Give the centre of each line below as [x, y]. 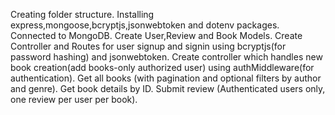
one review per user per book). [74, 99]
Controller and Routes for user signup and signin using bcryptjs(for [148, 46]
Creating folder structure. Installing [82, 14]
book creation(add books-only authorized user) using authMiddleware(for [162, 67]
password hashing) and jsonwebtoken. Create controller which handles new [166, 57]
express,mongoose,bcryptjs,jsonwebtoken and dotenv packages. [145, 25]
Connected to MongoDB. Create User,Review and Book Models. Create [156, 35]
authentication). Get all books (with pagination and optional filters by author [166, 78]
